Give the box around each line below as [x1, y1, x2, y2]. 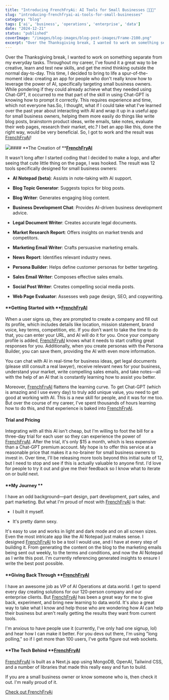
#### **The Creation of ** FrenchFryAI [10, 145, 93, 151]
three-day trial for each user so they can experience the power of [5, 433, 141, 439]
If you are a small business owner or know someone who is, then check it [5, 674, 157, 680]
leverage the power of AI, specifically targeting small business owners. [5, 81, 152, 87]
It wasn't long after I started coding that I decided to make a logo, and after [5, 154, 160, 160]
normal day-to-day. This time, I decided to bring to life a [5, 70, 121, 76]
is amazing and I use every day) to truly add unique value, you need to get [5, 389, 159, 395]
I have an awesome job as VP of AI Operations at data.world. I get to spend [5, 583, 161, 589]
